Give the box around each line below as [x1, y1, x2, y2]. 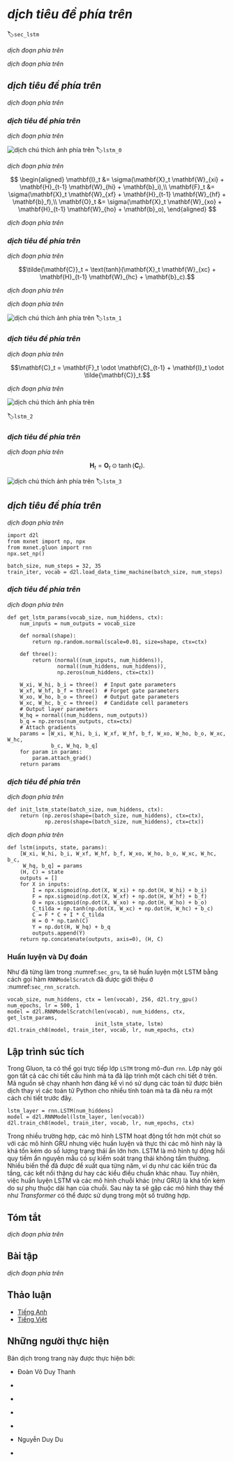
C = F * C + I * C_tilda [32, 912, 105, 919]
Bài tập [7, 1250, 38, 1262]
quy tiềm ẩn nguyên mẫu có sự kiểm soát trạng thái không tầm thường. [7, 1154, 211, 1162]
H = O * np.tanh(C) [32, 918, 89, 925]
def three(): [20, 650, 58, 657]
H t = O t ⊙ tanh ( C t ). [89, 461, 145, 471]
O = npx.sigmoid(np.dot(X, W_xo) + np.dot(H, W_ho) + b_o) [32, 899, 208, 907]
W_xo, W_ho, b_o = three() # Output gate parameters [20, 693, 179, 701]
